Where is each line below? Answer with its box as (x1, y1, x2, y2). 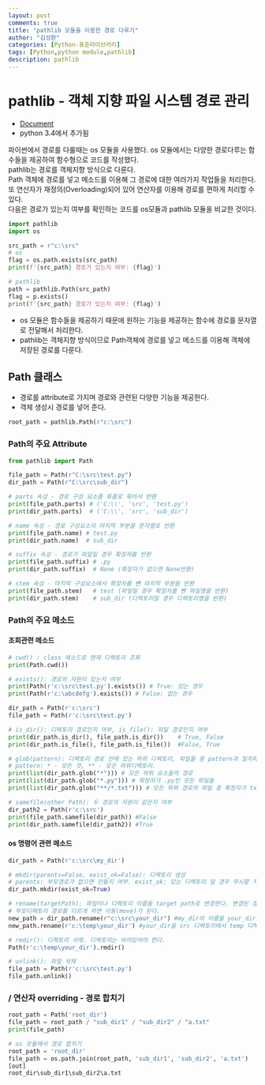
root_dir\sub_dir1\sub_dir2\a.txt (8, 1069, 122, 1077)
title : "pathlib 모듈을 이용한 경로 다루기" (8, 26, 139, 34)
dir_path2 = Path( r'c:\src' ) (8, 805, 104, 814)
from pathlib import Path (8, 457, 93, 465)
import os (8, 227, 41, 235)
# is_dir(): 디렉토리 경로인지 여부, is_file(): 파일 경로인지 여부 (8, 725, 208, 733)
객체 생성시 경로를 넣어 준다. (19, 402, 106, 412)
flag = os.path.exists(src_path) (8, 256, 118, 265)
